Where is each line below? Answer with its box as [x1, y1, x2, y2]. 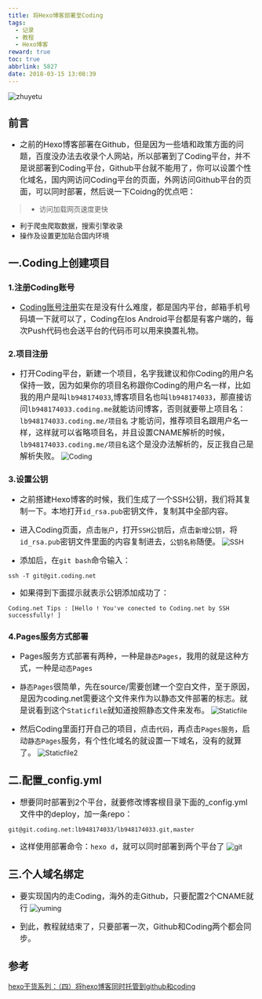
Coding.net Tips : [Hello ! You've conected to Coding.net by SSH [8, 604, 230, 612]
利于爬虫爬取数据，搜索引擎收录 [19, 221, 123, 230]
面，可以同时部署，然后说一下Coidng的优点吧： [19, 186, 196, 197]
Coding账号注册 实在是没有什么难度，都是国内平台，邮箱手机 [19, 302, 243, 313]
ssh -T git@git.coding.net [8, 572, 96, 580]
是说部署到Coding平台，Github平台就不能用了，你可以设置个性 [19, 163, 252, 174]
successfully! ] [8, 611, 61, 619]
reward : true [8, 48, 51, 56]
